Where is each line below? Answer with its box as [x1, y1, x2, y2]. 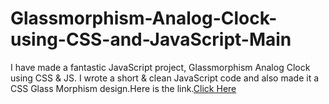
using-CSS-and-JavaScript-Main [10, 28, 292, 51]
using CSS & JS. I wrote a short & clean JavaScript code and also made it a [10, 72, 320, 84]
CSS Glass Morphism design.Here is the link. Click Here [10, 82, 237, 94]
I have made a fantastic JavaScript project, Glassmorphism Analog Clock [10, 61, 311, 73]
